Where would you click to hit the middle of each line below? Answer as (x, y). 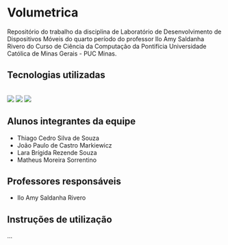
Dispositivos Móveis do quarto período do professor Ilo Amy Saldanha (106, 38)
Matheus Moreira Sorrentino (57, 160)
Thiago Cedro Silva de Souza (58, 138)
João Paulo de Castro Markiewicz (64, 145)
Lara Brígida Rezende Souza (57, 152)
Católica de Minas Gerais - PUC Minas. (62, 54)
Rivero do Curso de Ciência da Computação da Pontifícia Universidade (107, 46)
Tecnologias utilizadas (56, 75)
